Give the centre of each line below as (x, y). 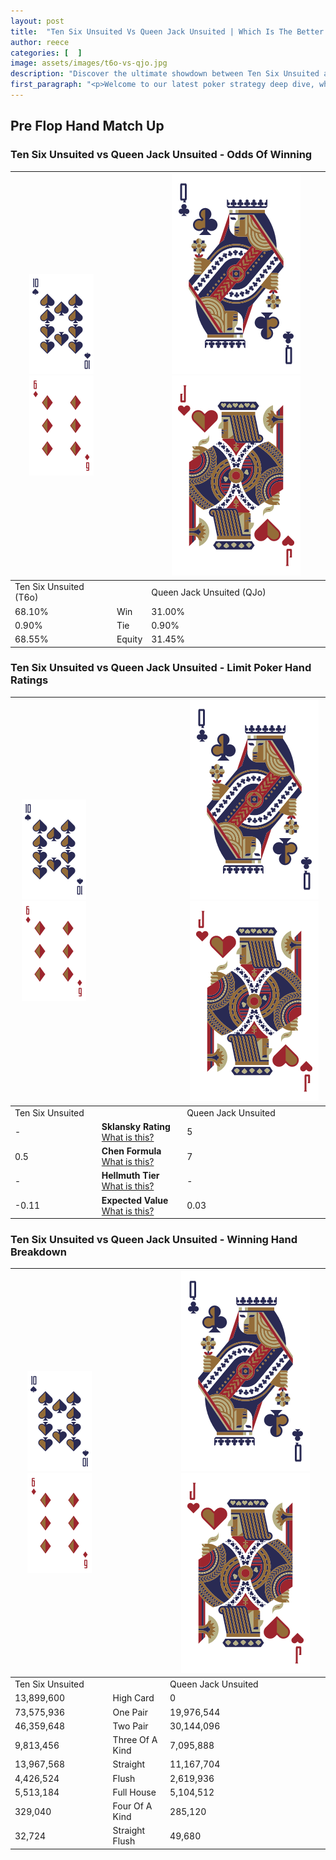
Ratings (29, 680)
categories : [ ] (46, 53)
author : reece (40, 42)
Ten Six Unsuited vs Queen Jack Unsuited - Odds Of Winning (161, 155)
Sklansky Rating (136, 1126)
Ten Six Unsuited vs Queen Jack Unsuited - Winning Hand (154, 1240)
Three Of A (135, 1740)
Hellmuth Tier (130, 1176)
